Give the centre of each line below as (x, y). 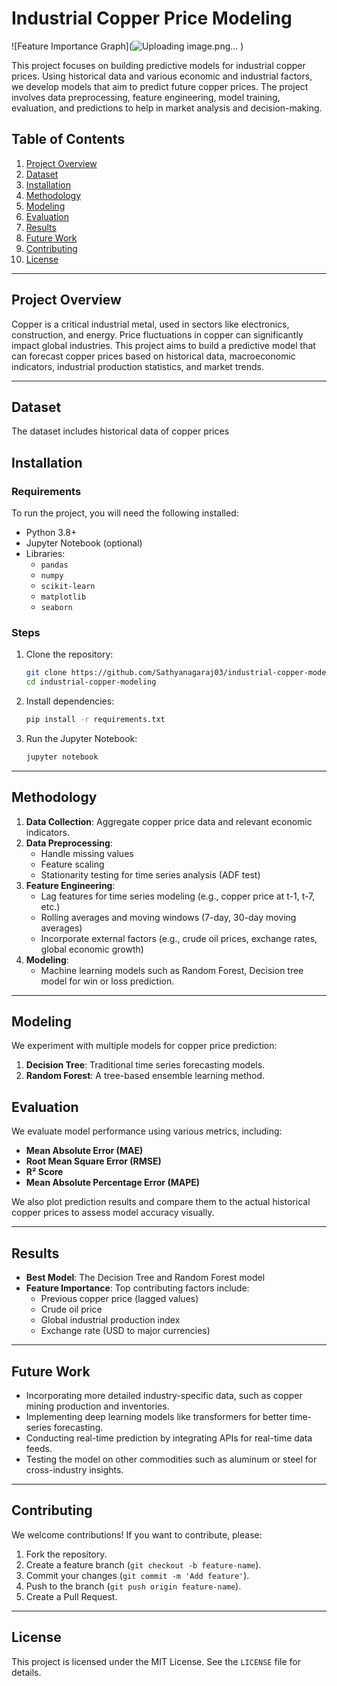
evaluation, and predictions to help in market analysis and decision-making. (167, 108)
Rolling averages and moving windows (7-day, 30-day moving (168, 917)
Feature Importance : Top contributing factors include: (137, 1288)
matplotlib (63, 597)
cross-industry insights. (74, 1469)
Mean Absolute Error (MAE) (84, 1151)
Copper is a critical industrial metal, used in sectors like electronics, (150, 324)
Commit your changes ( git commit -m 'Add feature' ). (137, 1575)
